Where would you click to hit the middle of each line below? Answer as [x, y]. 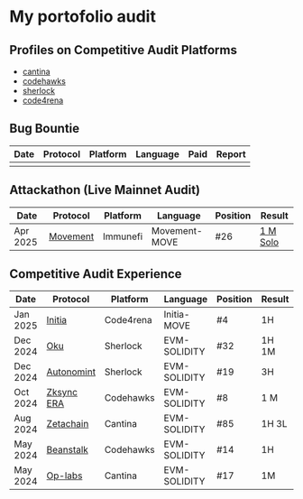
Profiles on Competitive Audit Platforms [123, 50]
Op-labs [64, 476]
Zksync [62, 393]
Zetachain [68, 424]
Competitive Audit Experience [96, 274]
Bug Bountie [45, 129]
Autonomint [71, 372]
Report [231, 153]
